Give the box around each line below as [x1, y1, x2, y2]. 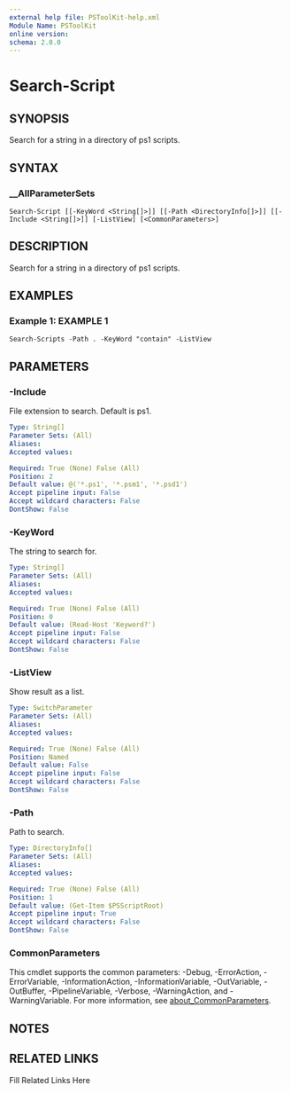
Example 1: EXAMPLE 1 [9, 315, 109, 327]
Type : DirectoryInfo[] [9, 844, 93, 853]
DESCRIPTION [9, 239, 88, 254]
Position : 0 [9, 612, 53, 621]
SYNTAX [9, 161, 59, 176]
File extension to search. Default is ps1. [9, 405, 152, 417]
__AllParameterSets [9, 187, 96, 200]
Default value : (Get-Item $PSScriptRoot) [9, 901, 165, 910]
